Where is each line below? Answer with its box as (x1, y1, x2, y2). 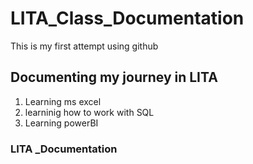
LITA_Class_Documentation (10, 7, 245, 30)
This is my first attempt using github (10, 40, 159, 52)
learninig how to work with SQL (24, 106, 155, 118)
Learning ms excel (24, 95, 102, 107)
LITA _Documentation (10, 142, 118, 156)
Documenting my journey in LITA (10, 69, 218, 86)
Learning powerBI (24, 117, 99, 129)
